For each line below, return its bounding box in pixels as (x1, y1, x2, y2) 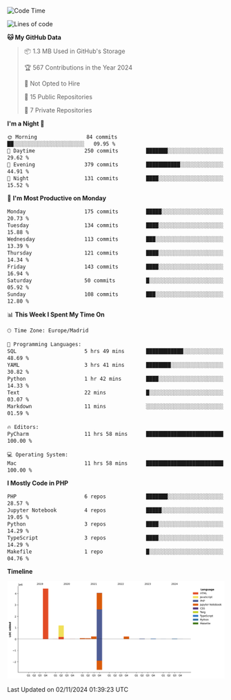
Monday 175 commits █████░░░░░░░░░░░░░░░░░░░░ (7, 208, 224, 215)
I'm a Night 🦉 (7, 119, 45, 128)
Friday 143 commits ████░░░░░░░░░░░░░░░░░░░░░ (7, 263, 224, 270)
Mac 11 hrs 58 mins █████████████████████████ (7, 460, 224, 467)
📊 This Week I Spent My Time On (7, 310, 105, 319)
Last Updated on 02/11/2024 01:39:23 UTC (7, 685, 129, 693)
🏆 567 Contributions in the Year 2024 (23, 63, 133, 72)
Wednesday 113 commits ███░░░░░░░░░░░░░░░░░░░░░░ (7, 236, 224, 243)
